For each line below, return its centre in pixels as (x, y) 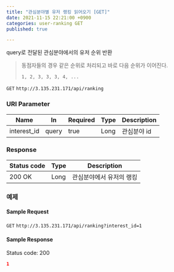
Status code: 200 (28, 253)
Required (82, 120)
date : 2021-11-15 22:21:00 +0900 (49, 18)
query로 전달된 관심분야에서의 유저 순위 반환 (60, 52)
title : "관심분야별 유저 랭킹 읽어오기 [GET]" (58, 12)
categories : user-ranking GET (45, 23)
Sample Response (30, 239)
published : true (27, 29)
